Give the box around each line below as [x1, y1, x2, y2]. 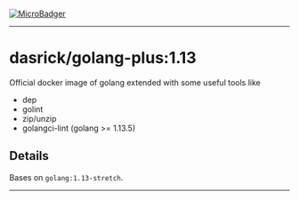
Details [9, 148, 49, 164]
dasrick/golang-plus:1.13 [9, 48, 197, 68]
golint [21, 103, 44, 115]
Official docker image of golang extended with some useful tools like [9, 76, 261, 88]
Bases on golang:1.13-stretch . [9, 172, 124, 182]
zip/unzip [21, 113, 57, 124]
